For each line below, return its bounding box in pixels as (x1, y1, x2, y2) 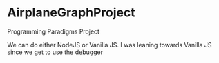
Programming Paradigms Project (7, 27, 100, 36)
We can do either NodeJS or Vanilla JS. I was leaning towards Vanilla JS (7, 40, 212, 49)
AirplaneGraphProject (7, 5, 136, 21)
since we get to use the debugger (7, 48, 104, 56)
